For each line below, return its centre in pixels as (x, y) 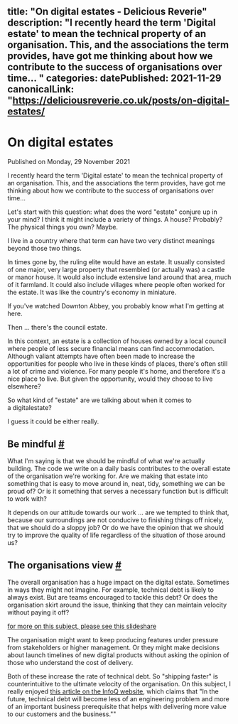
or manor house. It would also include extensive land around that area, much (119, 277)
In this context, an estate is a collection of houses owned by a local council (117, 341)
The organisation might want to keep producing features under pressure (113, 639)
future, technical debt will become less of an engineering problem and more (118, 698)
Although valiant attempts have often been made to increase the (101, 356)
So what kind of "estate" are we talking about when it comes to (99, 400)
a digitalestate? (29, 408)
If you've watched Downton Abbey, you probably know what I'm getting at (116, 306)
